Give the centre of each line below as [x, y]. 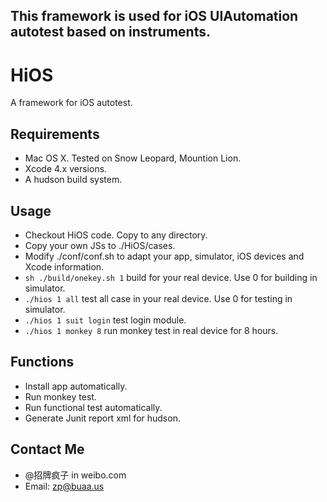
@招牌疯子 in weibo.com [75, 475]
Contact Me [47, 449]
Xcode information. [64, 266]
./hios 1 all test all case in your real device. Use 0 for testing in [158, 298]
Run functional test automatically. [93, 407]
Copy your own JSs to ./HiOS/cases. [100, 245]
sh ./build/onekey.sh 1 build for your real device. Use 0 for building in [171, 277]
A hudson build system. [73, 180]
